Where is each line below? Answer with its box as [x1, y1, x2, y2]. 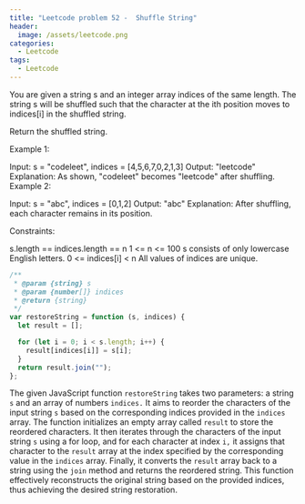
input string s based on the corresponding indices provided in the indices [9, 407, 286, 418]
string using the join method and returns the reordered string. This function [9, 465, 294, 476]
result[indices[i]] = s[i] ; [25, 346, 132, 355]
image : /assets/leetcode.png [17, 30, 128, 39]
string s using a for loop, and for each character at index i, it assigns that [9, 436, 285, 447]
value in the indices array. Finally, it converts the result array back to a [9, 456, 278, 467]
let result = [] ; [17, 321, 84, 330]
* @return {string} [13, 296, 88, 305]
